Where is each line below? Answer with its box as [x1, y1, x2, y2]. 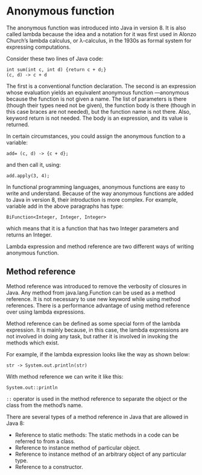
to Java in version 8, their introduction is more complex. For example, [6, 196, 178, 203]
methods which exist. [6, 339, 59, 346]
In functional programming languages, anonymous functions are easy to [6, 183, 185, 190]
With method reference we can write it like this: [6, 373, 124, 380]
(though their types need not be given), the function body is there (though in [6, 101, 196, 109]
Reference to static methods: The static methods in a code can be [14, 431, 179, 438]
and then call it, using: [6, 161, 62, 168]
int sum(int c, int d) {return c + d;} [6, 66, 107, 73]
